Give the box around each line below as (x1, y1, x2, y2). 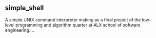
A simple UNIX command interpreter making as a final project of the (5, 17, 141, 22)
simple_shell (5, 4, 44, 12)
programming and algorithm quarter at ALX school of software (15, 22, 141, 28)
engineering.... (5, 27, 34, 33)
